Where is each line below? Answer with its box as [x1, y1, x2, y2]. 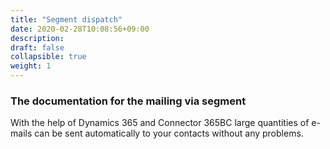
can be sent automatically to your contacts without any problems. [34, 127, 304, 140]
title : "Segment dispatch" [10, 14, 123, 25]
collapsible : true [10, 52, 87, 62]
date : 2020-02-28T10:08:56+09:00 [10, 24, 150, 34]
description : [10, 33, 65, 43]
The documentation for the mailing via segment [10, 94, 247, 108]
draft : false [10, 42, 65, 53]
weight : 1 [10, 61, 52, 71]
